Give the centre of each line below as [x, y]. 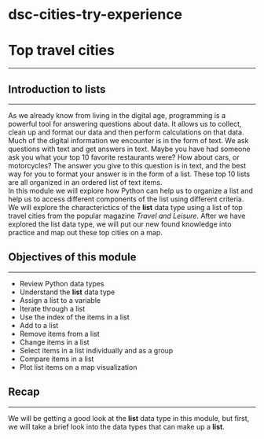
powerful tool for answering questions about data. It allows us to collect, [125, 124]
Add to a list [39, 325]
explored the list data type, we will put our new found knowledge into [120, 224]
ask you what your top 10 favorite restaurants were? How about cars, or [124, 157]
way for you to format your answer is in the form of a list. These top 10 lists [129, 174]
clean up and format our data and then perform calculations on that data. [126, 132]
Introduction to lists [57, 89]
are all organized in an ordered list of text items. [85, 182]
